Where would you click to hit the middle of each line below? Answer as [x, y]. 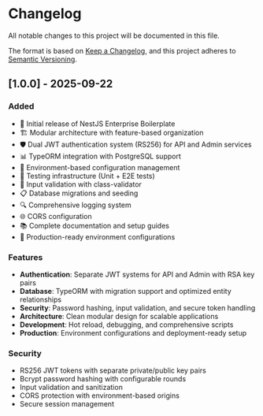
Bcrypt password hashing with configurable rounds [103, 379]
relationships [40, 299]
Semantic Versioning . [43, 59]
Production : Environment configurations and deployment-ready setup [133, 332]
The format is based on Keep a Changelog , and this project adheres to [122, 50]
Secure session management [67, 404]
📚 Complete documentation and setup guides [94, 225]
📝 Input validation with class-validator [80, 184]
